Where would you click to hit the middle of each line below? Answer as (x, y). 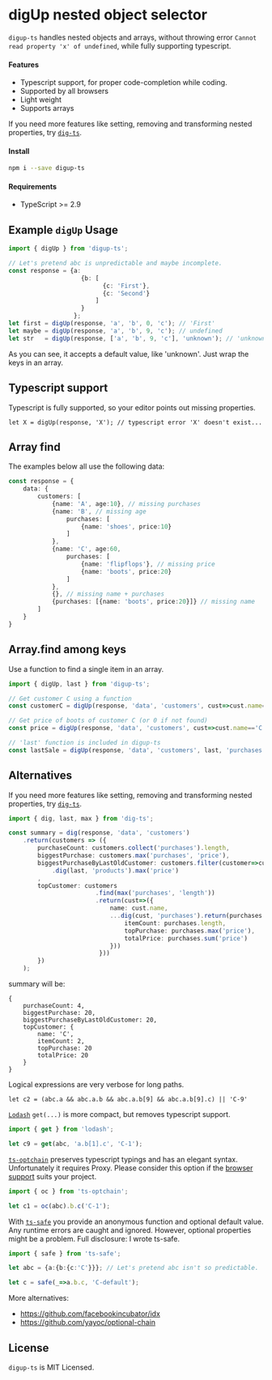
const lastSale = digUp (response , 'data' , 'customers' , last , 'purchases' (137, 750)
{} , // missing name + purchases (108, 594)
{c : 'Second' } (126, 293)
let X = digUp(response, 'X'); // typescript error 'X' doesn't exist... (136, 422)
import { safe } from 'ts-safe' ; (65, 1253)
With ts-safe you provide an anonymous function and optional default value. (136, 1221)
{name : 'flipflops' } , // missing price (148, 564)
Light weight (41, 100)
